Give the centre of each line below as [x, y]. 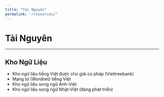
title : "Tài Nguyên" [26, 10]
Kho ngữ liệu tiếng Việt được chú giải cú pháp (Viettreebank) [73, 74]
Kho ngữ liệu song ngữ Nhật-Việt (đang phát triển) [62, 89]
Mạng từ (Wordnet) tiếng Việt [41, 79]
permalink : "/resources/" [31, 14]
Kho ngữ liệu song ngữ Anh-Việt [44, 84]
